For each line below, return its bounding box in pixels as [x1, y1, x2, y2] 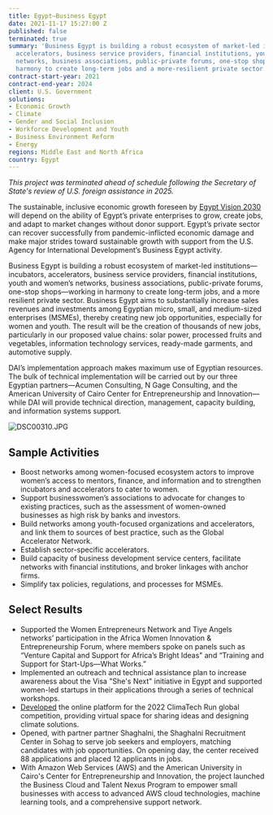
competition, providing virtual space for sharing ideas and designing [19, 710, 249, 720]
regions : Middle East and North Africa [8, 148, 144, 156]
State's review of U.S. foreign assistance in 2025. [8, 186, 175, 196]
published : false [8, 27, 67, 35]
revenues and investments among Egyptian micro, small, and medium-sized [8, 304, 262, 314]
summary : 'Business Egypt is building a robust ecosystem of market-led [8, 42, 260, 50]
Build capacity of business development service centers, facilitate [19, 553, 241, 563]
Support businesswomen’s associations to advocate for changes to [19, 493, 245, 503]
